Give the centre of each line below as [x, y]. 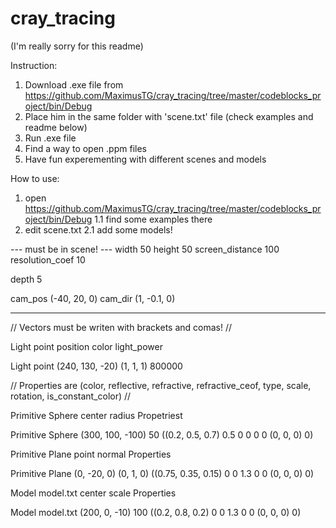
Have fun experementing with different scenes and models [145, 159]
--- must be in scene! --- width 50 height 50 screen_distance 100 [145, 249]
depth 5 [26, 279]
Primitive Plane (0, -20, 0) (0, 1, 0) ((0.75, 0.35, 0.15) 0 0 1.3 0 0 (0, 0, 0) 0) [162, 473]
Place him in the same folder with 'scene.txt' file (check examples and [169, 116]
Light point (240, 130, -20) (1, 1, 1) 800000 [96, 366]
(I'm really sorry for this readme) [77, 46]
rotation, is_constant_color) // [71, 396]
